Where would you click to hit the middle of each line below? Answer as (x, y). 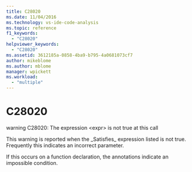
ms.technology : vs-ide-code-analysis (52, 22)
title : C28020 (24, 11)
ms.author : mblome (29, 66)
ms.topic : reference (32, 28)
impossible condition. (32, 163)
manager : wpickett (29, 72)
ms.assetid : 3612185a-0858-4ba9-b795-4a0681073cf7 (69, 55)
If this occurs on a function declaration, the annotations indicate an (87, 157)
